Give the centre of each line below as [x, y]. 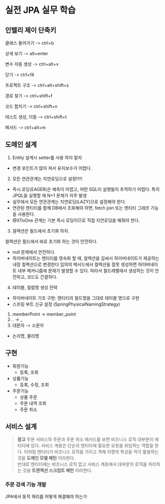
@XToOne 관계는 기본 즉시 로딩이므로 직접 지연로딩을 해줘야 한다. [76, 220]
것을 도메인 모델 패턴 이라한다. [46, 458]
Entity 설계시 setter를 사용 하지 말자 [47, 158]
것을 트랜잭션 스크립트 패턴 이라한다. [57, 471]
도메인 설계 [21, 145]
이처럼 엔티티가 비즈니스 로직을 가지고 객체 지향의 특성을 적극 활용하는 [91, 452]
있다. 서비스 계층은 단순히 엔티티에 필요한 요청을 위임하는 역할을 [92, 446]
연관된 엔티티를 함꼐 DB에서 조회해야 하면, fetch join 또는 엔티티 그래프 [81, 208]
